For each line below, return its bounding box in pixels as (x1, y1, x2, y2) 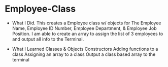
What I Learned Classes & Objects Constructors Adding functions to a (12, 46, 158, 52)
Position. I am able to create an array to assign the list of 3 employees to (12, 30, 163, 37)
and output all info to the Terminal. (12, 36, 84, 42)
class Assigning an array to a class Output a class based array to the (12, 51, 156, 57)
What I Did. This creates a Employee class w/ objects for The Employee (12, 20, 161, 26)
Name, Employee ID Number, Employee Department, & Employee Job (12, 25, 157, 31)
